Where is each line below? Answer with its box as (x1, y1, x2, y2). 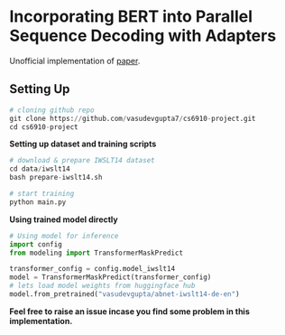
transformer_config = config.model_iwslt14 (9, 265, 176, 274)
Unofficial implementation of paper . (9, 55, 141, 66)
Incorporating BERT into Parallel (9, 6, 253, 27)
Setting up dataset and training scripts (9, 138, 157, 150)
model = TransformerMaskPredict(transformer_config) (9, 273, 212, 282)
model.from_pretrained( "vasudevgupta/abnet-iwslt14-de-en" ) (9, 290, 241, 299)
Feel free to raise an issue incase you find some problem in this (9, 305, 251, 317)
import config (9, 239, 63, 249)
